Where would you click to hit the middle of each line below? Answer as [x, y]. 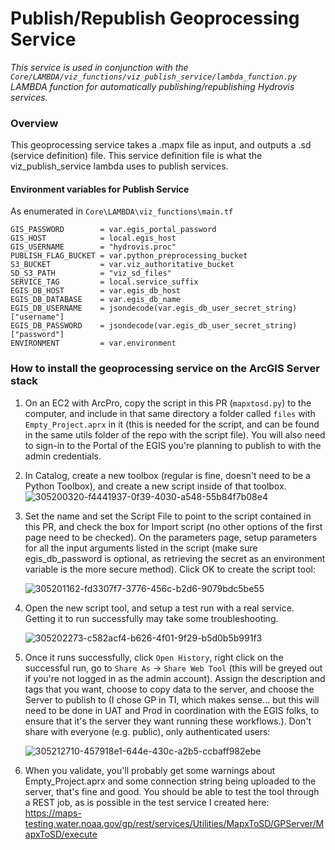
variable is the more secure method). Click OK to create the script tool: [170, 569]
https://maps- [53, 813]
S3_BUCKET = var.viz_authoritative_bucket [122, 265]
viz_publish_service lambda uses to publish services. [119, 166]
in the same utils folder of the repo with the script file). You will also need [175, 434]
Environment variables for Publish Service [100, 189]
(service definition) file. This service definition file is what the [136, 156]
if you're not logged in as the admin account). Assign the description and [175, 678]
